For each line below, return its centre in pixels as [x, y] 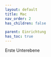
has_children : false [26, 23]
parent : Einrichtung [26, 32]
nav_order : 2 [18, 19]
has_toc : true [19, 37]
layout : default [21, 9]
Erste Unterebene [22, 50]
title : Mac [16, 14]
